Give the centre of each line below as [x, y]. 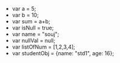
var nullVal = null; [34, 40]
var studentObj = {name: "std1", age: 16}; [63, 53]
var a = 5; [24, 9]
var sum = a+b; [31, 21]
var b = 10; [25, 15]
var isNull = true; [33, 28]
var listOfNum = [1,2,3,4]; [44, 47]
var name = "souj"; [35, 34]
